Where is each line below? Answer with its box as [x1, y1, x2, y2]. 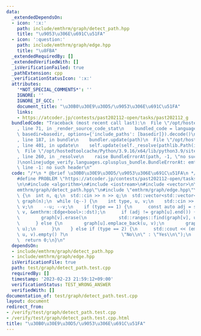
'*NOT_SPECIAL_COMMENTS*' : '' [17, 87, 93, 93]
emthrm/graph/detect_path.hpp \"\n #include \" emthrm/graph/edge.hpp [17, 187, 188, 193]
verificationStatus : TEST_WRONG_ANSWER [11, 281, 111, 287]
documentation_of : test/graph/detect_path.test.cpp [6, 293, 138, 299]
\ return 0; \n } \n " [17, 237, 66, 243]
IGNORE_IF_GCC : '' [17, 98, 63, 104]
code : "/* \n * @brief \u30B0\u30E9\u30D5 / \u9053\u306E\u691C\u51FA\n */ [11, 170, 197, 177]
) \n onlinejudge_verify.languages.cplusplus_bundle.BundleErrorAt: [17, 159, 186, 165]
